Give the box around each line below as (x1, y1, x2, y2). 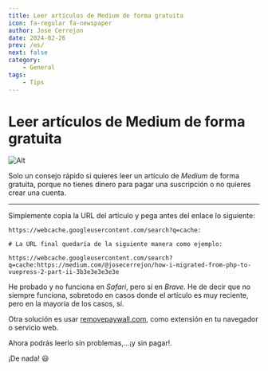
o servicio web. (8, 323, 59, 333)
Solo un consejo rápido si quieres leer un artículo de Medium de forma (8, 171, 240, 181)
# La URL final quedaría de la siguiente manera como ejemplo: (8, 240, 223, 248)
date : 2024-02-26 (8, 33, 66, 42)
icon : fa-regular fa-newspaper (8, 19, 112, 27)
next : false (8, 49, 48, 57)
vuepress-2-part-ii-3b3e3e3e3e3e (8, 268, 120, 276)
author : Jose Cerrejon (8, 26, 84, 34)
